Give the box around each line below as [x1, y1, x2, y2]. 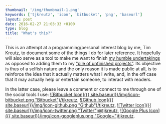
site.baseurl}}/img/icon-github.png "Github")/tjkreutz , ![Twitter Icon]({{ [5, 102, 151, 108]
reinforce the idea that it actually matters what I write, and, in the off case [5, 71, 157, 77]
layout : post [5, 17, 33, 22]
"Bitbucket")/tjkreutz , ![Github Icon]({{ [35, 97, 114, 103]
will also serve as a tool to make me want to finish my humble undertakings [5, 55, 160, 61]
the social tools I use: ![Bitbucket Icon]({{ [5, 91, 90, 97]
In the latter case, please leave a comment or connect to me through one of [5, 86, 161, 92]
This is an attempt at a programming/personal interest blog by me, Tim [5, 45, 151, 50]
